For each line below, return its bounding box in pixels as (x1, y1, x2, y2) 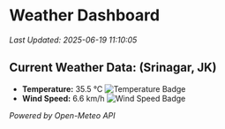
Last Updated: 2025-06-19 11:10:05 (9, 34, 138, 45)
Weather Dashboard (9, 5, 161, 26)
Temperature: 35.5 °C (21, 83, 103, 94)
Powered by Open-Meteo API (9, 110, 116, 120)
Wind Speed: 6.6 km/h (21, 93, 105, 103)
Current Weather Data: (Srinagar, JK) (9, 60, 218, 75)
